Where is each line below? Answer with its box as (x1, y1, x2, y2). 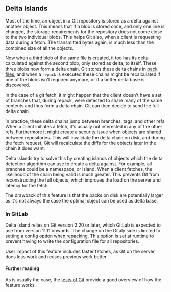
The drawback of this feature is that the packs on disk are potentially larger (5, 192, 163, 198)
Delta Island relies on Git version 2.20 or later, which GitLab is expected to (5, 222, 161, 228)
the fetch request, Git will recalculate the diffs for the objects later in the (5, 140, 157, 146)
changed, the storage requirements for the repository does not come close (5, 28, 162, 35)
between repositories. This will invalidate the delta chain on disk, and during (5, 134, 165, 140)
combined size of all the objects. (5, 44, 74, 51)
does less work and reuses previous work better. (5, 254, 108, 260)
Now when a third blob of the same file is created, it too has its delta (5, 55, 149, 61)
